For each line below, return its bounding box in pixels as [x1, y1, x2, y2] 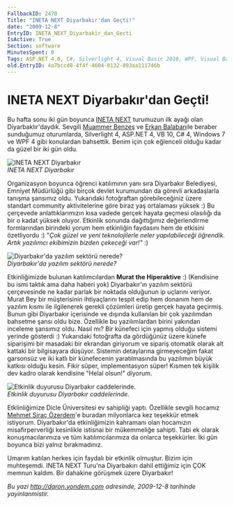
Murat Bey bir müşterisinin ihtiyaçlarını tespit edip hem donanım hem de [7, 295, 213, 303]
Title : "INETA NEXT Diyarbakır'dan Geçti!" [7, 17, 136, 24]
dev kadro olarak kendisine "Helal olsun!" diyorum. [7, 368, 153, 377]
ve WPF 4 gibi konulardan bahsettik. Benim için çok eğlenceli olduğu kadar [7, 137, 221, 146]
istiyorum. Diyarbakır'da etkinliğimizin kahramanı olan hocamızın [7, 418, 192, 426]
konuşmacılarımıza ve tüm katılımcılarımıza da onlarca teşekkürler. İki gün [7, 433, 218, 441]
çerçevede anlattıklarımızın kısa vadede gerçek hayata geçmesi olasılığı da [7, 208, 221, 217]
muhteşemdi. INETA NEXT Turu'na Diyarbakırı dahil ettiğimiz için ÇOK [7, 461, 207, 469]
